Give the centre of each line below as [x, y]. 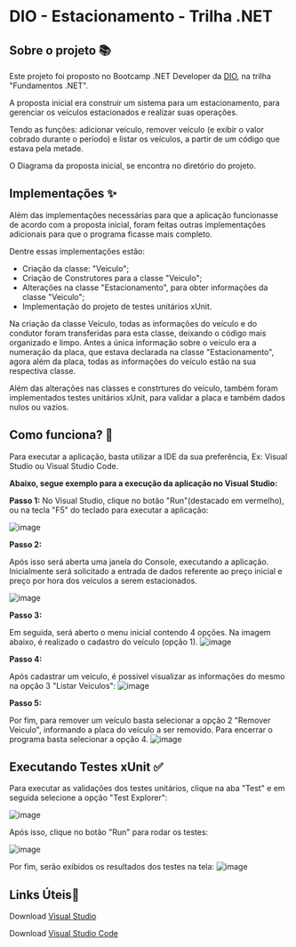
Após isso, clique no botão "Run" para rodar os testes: [109, 832]
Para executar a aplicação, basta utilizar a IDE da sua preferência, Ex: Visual [148, 457]
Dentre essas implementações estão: [77, 251]
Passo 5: [25, 703]
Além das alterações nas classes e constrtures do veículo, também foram [144, 388]
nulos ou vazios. [39, 407]
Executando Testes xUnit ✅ [86, 767]
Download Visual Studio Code [64, 934]
